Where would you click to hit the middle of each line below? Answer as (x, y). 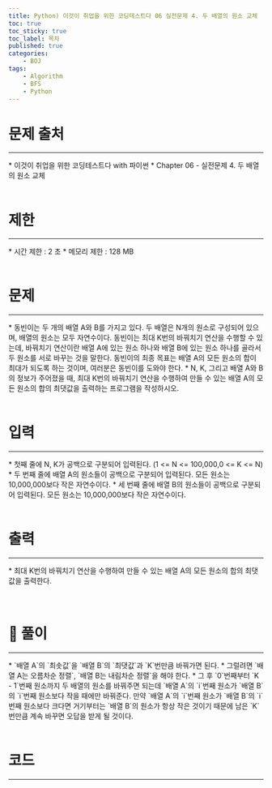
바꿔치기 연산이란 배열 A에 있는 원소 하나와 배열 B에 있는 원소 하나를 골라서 (143, 348)
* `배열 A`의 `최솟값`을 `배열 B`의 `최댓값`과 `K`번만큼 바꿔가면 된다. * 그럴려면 (131, 665)
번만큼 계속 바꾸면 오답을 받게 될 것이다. (71, 716)
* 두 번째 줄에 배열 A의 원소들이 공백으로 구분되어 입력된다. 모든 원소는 (119, 474)
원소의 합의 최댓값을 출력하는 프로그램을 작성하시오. (98, 388)
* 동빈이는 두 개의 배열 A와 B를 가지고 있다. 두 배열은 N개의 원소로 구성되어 (126, 328)
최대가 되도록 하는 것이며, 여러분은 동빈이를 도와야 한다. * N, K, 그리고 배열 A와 (133, 368)
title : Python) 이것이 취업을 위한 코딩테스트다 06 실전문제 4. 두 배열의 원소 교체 (133, 16)
